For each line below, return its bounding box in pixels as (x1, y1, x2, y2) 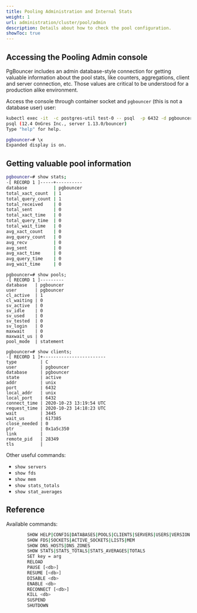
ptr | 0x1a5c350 (6, 426, 69, 432)
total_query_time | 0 (6, 218, 62, 223)
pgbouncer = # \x (6, 137, 43, 143)
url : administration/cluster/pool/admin (6, 19, 107, 25)
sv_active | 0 (6, 303, 43, 309)
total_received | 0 (6, 201, 62, 207)
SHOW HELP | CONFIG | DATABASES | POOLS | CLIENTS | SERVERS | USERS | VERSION (27, 531, 191, 537)
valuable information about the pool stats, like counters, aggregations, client (6, 74, 190, 81)
